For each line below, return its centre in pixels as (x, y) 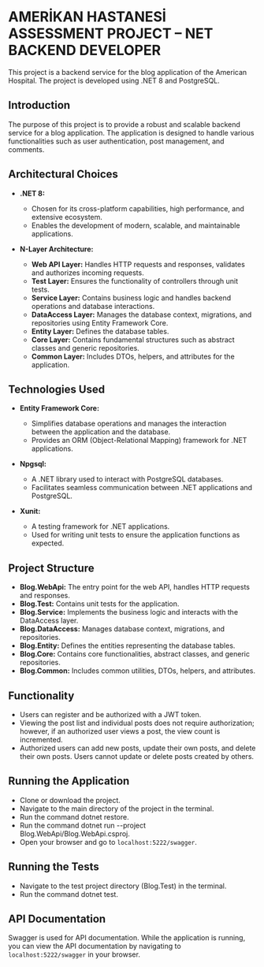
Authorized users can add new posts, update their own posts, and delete (138, 748)
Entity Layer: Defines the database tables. (100, 331)
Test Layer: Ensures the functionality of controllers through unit (135, 281)
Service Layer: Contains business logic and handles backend (131, 298)
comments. (26, 149)
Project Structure (51, 568)
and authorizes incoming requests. (87, 273)
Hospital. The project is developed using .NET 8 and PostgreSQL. (114, 80)
